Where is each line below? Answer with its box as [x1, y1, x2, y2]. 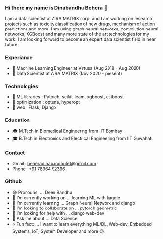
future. [5, 42, 19, 48]
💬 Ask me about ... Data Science [12, 215, 78, 221]
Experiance [5, 54, 33, 61]
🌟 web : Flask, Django [12, 104, 56, 110]
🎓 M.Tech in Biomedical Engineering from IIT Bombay [12, 128, 123, 134]
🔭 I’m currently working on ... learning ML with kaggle [12, 194, 120, 201]
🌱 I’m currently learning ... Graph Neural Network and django [12, 200, 135, 206]
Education [5, 117, 30, 123]
